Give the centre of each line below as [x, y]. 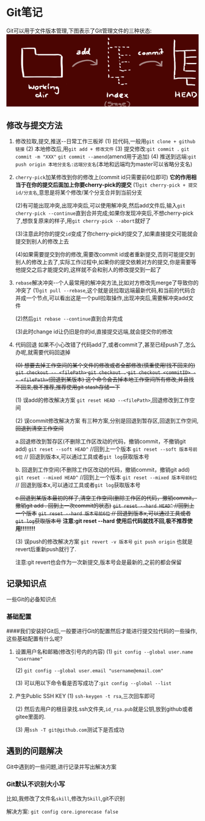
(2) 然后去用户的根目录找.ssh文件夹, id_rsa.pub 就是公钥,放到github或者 [104, 709]
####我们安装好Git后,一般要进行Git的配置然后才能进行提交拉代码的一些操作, [102, 631]
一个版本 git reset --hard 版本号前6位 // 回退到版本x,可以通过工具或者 [103, 513]
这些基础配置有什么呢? [34, 639]
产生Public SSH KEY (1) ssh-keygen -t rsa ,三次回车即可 [85, 696]
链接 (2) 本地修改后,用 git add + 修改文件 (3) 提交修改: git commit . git [102, 149]
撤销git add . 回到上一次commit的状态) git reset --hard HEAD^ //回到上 [105, 506]
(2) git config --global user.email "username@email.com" [89, 671]
